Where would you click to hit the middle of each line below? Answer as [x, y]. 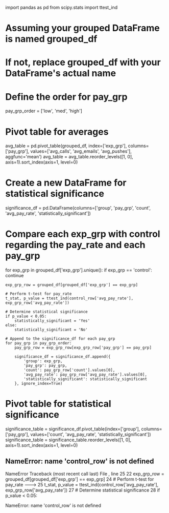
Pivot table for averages [57, 131]
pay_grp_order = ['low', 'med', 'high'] [44, 111]
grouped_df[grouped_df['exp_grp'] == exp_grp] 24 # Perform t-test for [80, 479]
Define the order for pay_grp [66, 97]
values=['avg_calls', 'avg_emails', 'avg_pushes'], [81, 151]
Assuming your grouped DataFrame [82, 28]
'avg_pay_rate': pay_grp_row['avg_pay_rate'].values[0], [85, 375]
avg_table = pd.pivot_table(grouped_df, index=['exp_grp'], [66, 146]
